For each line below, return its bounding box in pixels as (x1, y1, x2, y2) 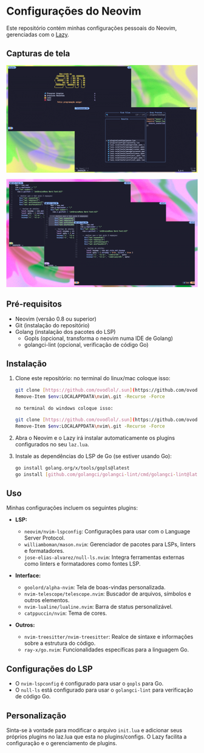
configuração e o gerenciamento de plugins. (6, 740, 117, 747)
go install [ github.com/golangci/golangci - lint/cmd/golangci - (15, 471, 176, 477)
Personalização (6, 710, 67, 721)
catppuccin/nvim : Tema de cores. (24, 609, 107, 617)
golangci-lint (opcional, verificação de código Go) (24, 341, 149, 348)
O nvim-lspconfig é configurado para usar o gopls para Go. (15, 680, 164, 687)
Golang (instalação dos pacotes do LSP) (15, 328, 116, 335)
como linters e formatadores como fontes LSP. (24, 560, 141, 567)
